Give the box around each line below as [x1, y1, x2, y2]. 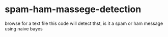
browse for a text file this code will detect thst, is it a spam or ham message [5, 20, 163, 26]
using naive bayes [5, 25, 43, 31]
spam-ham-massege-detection [5, 4, 142, 15]
